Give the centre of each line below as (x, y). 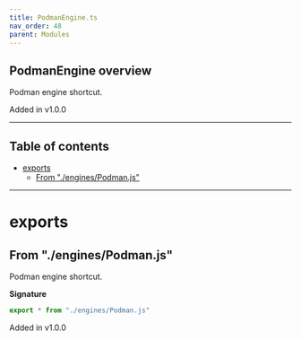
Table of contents (59, 146)
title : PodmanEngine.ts (54, 17)
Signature (28, 294)
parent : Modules (39, 34)
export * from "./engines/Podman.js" (80, 310)
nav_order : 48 (36, 26)
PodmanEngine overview (81, 70)
